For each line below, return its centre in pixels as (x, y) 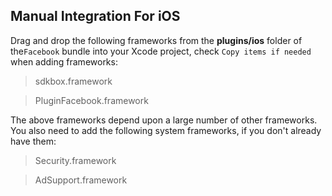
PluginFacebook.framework (91, 100)
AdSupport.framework (81, 180)
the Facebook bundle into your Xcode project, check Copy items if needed (161, 51)
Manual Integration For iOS (95, 16)
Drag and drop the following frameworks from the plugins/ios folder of (156, 40)
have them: (33, 141)
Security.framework (75, 160)
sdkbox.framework (73, 81)
